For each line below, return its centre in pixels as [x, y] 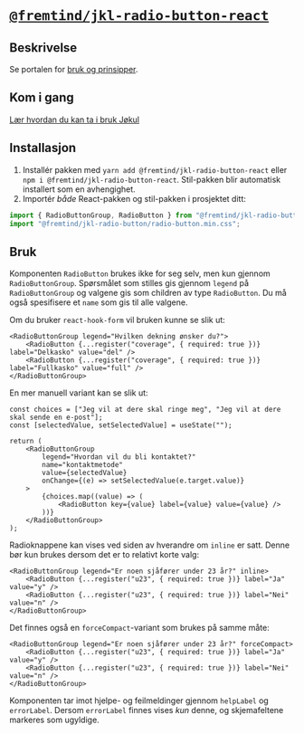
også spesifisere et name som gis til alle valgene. [99, 302]
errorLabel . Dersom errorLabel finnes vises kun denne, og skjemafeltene [147, 710]
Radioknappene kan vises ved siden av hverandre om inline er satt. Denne [150, 545]
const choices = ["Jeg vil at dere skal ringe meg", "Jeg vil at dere [145, 410]
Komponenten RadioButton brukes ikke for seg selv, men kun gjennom [140, 273]
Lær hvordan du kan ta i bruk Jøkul [75, 119]
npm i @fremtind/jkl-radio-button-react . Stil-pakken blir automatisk [152, 179]
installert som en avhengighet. [79, 189]
